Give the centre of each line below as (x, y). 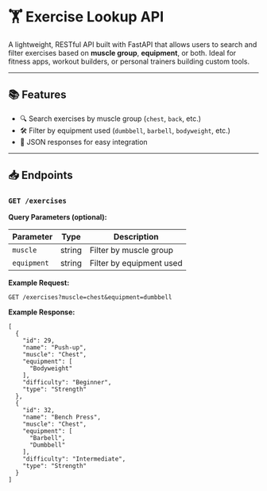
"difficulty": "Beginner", (67, 383)
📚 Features (37, 95)
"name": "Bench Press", (62, 417)
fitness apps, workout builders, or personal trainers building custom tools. (129, 61)
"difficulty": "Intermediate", (74, 459)
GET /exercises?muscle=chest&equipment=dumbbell (90, 298)
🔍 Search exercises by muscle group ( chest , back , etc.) (110, 119)
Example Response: (42, 312)
